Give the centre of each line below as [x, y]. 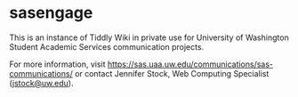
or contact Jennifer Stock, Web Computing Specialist [172, 73]
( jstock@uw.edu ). [41, 83]
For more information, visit [57, 64]
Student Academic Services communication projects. [107, 46]
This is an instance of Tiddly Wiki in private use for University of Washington [149, 37]
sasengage [51, 13]
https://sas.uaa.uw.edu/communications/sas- [190, 64]
